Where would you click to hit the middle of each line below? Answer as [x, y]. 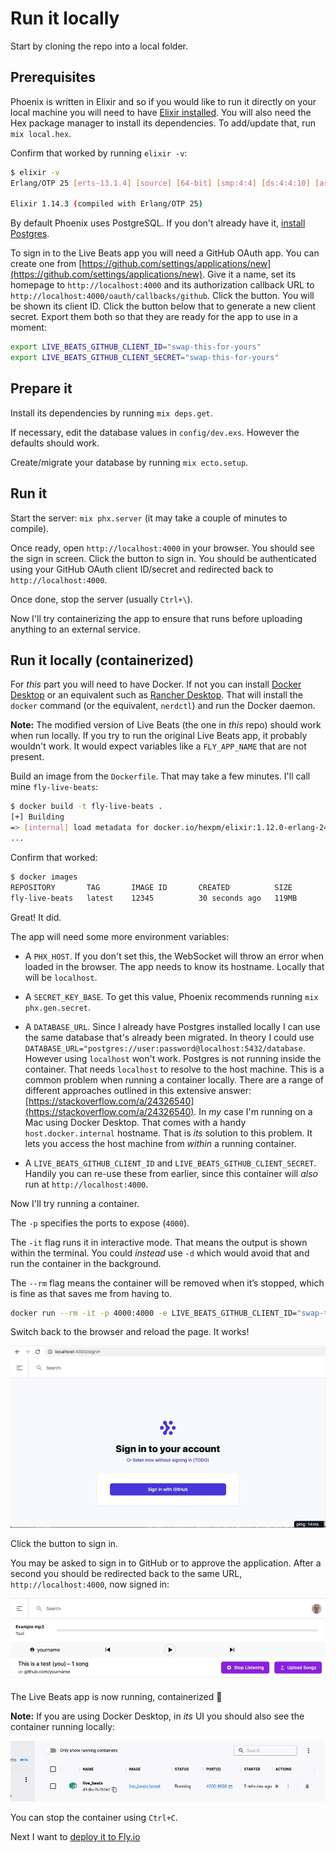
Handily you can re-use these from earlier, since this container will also [171, 1173]
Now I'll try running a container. [75, 1203]
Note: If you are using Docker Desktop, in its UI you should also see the [157, 1716]
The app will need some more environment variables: [120, 936]
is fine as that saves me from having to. [91, 1293]
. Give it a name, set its [249, 274]
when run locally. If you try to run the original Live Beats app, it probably [159, 736]
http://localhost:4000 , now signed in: [90, 1584]
